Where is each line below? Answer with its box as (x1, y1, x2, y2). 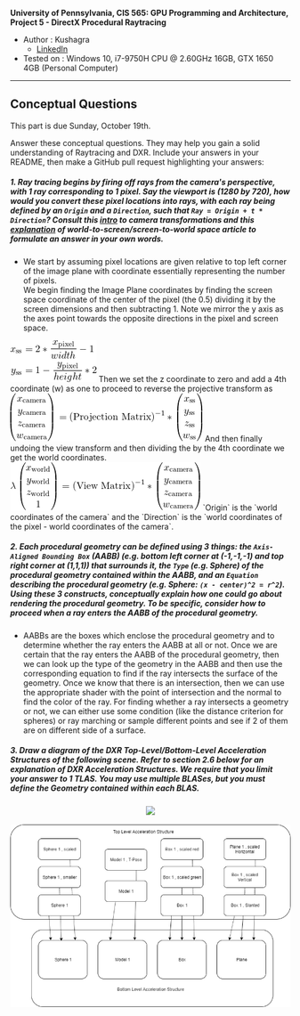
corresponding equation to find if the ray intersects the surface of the (22, 668, 279, 679)
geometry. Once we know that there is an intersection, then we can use (22, 677, 285, 688)
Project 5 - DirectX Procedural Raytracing (10, 17, 167, 28)
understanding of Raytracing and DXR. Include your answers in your (10, 147, 259, 158)
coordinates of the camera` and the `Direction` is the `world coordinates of (10, 511, 283, 522)
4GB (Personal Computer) (22, 62, 118, 73)
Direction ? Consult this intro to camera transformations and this (10, 215, 255, 225)
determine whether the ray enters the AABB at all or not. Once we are (22, 639, 279, 650)
